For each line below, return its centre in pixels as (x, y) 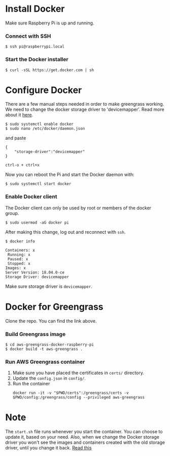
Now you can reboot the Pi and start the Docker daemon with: (70, 175)
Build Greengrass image (36, 334)
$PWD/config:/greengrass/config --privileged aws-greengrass (79, 398)
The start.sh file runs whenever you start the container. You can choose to (84, 432)
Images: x (16, 268)
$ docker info (20, 241)
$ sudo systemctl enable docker (39, 124)
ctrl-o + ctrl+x (22, 165)
